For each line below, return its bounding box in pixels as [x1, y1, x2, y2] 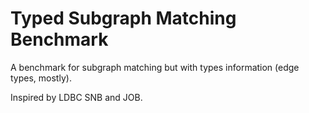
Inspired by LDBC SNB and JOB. [10, 91, 143, 103]
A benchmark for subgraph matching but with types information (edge [10, 61, 300, 73]
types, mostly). [10, 72, 72, 84]
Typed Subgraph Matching [10, 7, 237, 30]
